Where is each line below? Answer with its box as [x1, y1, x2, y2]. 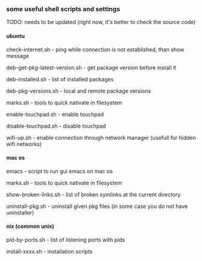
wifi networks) [6, 140, 42, 148]
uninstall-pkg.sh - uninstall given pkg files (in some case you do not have [6, 203, 188, 210]
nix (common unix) [6, 222, 54, 230]
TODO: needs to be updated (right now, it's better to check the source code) [6, 19, 196, 26]
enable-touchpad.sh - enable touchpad [6, 110, 104, 118]
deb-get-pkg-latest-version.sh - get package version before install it [6, 64, 177, 71]
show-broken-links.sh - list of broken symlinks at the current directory [6, 190, 181, 198]
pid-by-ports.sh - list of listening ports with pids [6, 236, 125, 243]
